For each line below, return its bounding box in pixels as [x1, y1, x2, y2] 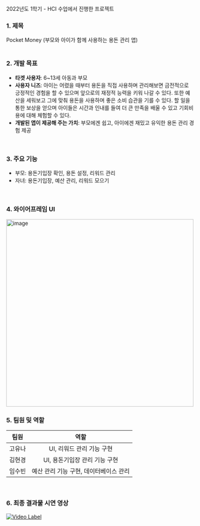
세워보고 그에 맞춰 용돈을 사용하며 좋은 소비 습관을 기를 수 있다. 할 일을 [26, 97, 190, 104]
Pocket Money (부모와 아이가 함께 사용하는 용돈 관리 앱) [6, 37, 138, 44]
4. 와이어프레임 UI [6, 205, 56, 213]
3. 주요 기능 [6, 155, 38, 163]
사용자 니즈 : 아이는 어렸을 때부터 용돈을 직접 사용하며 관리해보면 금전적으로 [14, 82, 189, 89]
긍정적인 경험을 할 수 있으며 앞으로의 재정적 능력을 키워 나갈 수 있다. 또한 [14, 89, 184, 96]
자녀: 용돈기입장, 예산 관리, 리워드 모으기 [14, 176, 110, 184]
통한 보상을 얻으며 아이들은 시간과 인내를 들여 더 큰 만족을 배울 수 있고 [14, 104, 178, 111]
